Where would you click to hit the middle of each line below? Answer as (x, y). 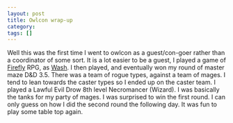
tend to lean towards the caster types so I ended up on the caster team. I (111, 82)
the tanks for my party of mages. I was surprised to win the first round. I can (116, 97)
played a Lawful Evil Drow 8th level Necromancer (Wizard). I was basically (114, 90)
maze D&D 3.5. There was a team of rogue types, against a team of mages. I (116, 75)
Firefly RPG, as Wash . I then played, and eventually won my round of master (116, 67)
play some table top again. (45, 112)
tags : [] (20, 33)
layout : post (26, 14)
